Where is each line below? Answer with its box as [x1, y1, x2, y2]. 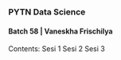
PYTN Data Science [8, 6, 86, 18]
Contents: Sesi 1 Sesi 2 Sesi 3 [8, 44, 105, 54]
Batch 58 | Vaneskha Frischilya [8, 26, 113, 36]
